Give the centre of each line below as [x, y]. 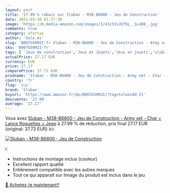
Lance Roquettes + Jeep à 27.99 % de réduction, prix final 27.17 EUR [76, 124]
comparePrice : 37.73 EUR [31, 71]
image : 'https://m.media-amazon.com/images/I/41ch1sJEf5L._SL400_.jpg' [82, 24]
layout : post [19, 10]
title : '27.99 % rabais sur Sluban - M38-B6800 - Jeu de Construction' [82, 15]
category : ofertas [25, 33]
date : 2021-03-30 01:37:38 [34, 19]
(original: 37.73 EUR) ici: [30, 129]
